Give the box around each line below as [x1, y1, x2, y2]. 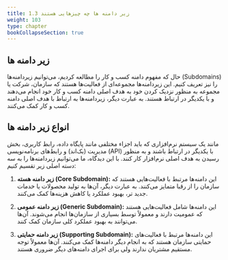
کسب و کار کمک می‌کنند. [7, 102, 70, 110]
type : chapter [7, 23, 48, 29]
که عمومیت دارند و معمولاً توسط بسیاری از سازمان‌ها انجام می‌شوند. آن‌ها [16, 209, 203, 218]
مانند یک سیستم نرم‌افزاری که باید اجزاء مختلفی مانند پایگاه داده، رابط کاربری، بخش [7, 140, 219, 148]
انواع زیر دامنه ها [7, 121, 70, 133]
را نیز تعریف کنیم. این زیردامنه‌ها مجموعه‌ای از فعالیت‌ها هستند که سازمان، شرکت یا [7, 80, 218, 88]
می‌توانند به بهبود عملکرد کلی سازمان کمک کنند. [16, 217, 138, 225]
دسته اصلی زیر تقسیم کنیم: [7, 161, 76, 170]
